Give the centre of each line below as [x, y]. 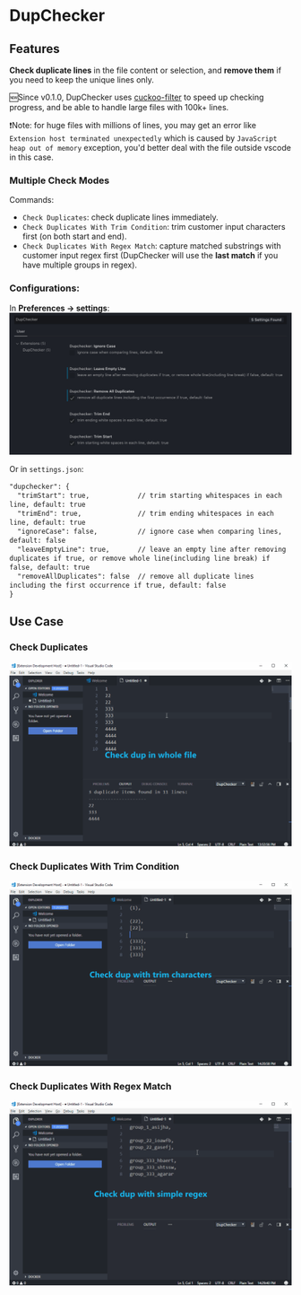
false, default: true [50, 568]
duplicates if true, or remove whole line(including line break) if [140, 559]
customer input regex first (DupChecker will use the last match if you [150, 256]
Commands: [32, 200]
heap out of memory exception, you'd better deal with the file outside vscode [150, 148]
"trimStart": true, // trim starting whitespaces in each [150, 496]
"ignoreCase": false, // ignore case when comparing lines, [150, 532]
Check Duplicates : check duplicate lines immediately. [120, 217]
